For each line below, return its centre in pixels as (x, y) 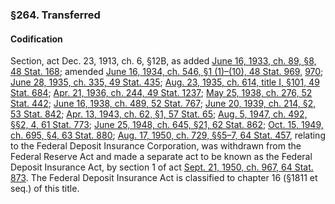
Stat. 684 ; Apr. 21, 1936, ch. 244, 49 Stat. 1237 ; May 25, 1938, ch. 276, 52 (161, 93)
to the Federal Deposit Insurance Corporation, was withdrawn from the (156, 146)
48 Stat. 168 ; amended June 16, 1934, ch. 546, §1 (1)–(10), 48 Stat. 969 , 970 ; (167, 72)
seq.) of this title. (45, 189)
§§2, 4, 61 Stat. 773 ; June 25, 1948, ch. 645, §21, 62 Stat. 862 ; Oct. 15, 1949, (167, 125)
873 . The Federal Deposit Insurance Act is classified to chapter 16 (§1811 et (164, 178)
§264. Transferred (55, 15)
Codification (36, 39)
